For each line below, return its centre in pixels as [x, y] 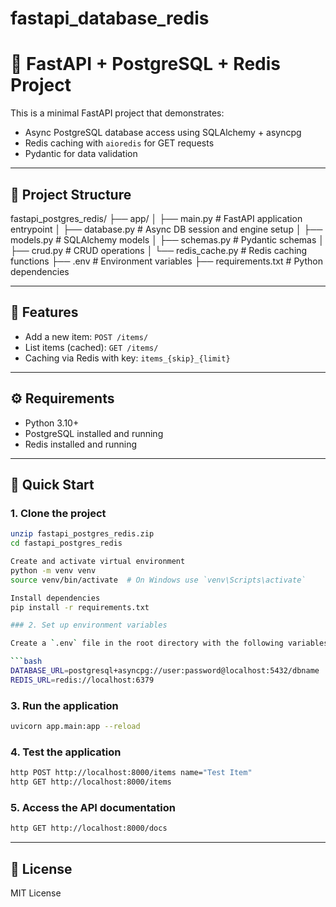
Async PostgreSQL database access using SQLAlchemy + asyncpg [163, 133]
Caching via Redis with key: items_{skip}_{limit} [127, 358]
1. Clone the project [58, 513]
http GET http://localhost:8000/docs [89, 828]
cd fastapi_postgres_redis [66, 543]
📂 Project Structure [71, 194]
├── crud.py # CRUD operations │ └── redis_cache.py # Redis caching [159, 250]
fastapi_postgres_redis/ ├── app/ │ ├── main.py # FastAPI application [156, 218]
